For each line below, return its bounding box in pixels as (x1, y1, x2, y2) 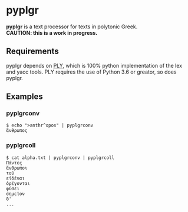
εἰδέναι (6, 175, 25, 181)
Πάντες (6, 160, 22, 165)
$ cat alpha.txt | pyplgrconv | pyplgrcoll (6, 154, 115, 161)
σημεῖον (6, 191, 25, 197)
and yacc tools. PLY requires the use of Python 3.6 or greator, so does (6, 68, 177, 75)
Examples (6, 92, 43, 102)
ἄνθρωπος (6, 128, 28, 134)
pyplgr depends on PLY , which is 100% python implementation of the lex (6, 62, 183, 69)
